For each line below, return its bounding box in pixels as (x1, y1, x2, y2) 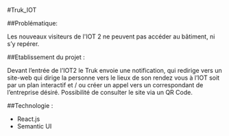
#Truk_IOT (7, 6, 37, 14)
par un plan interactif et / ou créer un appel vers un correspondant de (7, 81, 204, 89)
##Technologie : (7, 102, 53, 109)
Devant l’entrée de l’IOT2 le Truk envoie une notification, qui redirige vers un (7, 67, 222, 74)
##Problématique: (7, 19, 58, 27)
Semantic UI (16, 122, 52, 130)
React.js (16, 115, 40, 123)
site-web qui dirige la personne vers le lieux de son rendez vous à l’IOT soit (7, 73, 220, 82)
